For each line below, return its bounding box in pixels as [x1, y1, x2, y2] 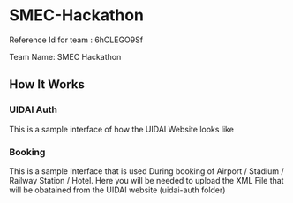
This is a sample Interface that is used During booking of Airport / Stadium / [9, 165, 284, 177]
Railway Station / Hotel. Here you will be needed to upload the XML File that [9, 175, 284, 185]
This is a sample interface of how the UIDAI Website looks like [9, 124, 234, 134]
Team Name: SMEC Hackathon [9, 51, 122, 62]
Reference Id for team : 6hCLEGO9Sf [9, 34, 144, 45]
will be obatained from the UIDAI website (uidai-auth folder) [9, 184, 226, 195]
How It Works [9, 77, 86, 93]
